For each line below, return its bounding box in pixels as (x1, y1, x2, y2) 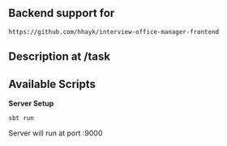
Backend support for (8, 6, 115, 20)
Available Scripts (8, 77, 96, 91)
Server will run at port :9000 (8, 128, 103, 138)
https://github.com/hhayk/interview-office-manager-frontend (8, 27, 220, 35)
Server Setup (8, 98, 54, 108)
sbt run (8, 115, 35, 123)
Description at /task (8, 50, 111, 64)
